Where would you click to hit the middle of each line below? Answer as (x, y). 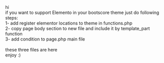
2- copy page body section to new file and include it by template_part (78, 28)
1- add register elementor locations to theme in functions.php (69, 23)
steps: (12, 18)
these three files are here (31, 50)
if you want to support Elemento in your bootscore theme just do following (82, 12)
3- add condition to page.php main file (45, 39)
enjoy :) (13, 55)
